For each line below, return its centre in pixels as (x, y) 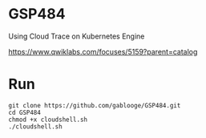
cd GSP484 (25, 112)
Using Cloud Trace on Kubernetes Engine (77, 36)
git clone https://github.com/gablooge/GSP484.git (95, 105)
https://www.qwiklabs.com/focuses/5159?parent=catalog (103, 51)
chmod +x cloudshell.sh (48, 120)
